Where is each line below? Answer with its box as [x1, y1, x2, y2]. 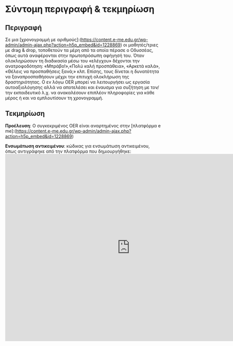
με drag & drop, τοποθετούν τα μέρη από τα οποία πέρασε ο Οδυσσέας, [5, 47, 153, 53]
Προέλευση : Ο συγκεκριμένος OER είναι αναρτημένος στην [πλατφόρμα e [5, 122, 161, 128]
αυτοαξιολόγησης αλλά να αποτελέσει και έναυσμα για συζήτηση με [5, 84, 150, 90]
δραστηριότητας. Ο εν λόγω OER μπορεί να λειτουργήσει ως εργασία [5, 79, 150, 85]
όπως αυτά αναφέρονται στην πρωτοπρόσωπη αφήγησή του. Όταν [5, 52, 144, 58]
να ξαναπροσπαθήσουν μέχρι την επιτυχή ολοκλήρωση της [5, 74, 129, 79]
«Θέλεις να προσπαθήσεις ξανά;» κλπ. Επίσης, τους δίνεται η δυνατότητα [5, 68, 159, 74]
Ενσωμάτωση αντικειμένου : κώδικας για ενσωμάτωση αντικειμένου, [5, 143, 150, 149]
